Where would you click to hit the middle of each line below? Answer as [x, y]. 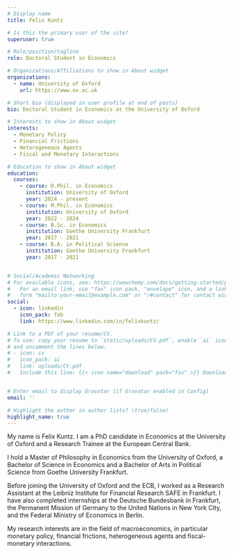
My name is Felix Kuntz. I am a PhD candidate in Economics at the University [116, 436]
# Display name [29, 14]
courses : [26, 180]
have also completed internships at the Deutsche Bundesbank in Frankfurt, [114, 500]
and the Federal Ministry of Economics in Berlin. [76, 515]
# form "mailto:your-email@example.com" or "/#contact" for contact [111, 295]
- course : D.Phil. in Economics [66, 186]
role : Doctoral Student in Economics [62, 58]
